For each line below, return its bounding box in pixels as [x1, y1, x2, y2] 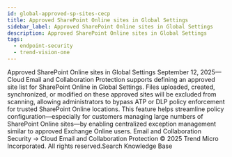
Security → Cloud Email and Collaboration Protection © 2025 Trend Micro [7, 134, 219, 142]
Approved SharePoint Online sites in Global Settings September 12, [7, 67, 199, 76]
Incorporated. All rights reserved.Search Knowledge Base [7, 142, 173, 150]
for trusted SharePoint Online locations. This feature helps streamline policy [7, 105, 224, 113]
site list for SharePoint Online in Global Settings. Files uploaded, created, [7, 83, 215, 91]
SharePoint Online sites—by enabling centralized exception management [7, 119, 217, 128]
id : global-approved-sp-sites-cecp [7, 10, 111, 17]
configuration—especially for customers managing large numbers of [7, 112, 203, 120]
